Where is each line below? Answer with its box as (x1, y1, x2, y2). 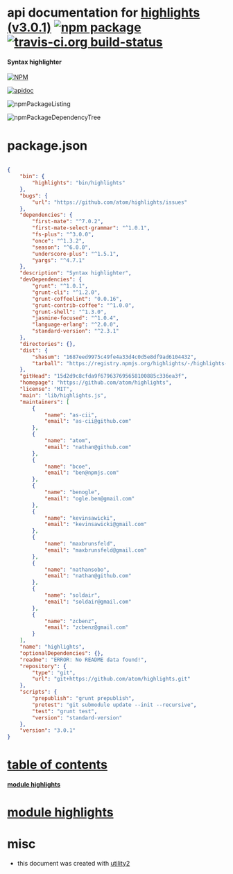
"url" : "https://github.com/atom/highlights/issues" (32, 199, 188, 206)
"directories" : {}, (19, 340, 76, 347)
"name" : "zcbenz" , (44, 618, 98, 624)
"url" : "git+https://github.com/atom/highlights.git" (32, 676, 191, 683)
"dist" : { (19, 347, 49, 354)
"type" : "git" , (32, 669, 76, 676)
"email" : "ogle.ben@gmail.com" (44, 495, 135, 502)
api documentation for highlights (7, 5, 200, 21)
